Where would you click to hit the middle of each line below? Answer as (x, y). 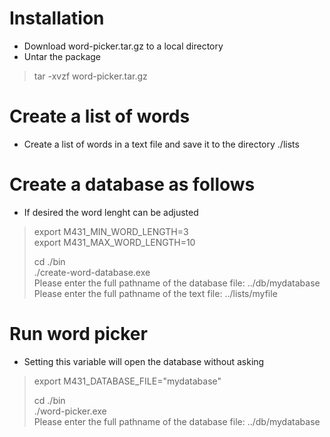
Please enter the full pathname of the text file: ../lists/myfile (155, 293)
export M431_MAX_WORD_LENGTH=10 (114, 242)
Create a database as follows (132, 184)
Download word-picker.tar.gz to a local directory (123, 46)
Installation (57, 18)
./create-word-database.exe (92, 272)
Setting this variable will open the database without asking (144, 361)
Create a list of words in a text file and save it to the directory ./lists (161, 144)
